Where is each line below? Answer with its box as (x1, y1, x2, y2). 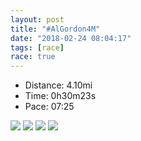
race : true (10, 52, 56, 62)
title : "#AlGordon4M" (10, 24, 101, 34)
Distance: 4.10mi (24, 79, 93, 91)
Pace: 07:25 (24, 101, 75, 113)
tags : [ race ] (10, 42, 65, 53)
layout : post (10, 14, 65, 25)
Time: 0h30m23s (24, 90, 97, 102)
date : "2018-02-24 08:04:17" (10, 33, 132, 43)
